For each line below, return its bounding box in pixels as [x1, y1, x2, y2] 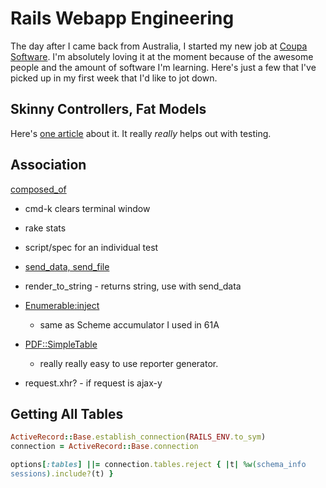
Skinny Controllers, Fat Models [10, 101, 207, 118]
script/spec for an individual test [24, 241, 159, 253]
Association [10, 157, 87, 174]
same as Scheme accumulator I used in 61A [39, 318, 220, 331]
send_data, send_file [24, 260, 110, 272]
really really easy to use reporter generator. [39, 357, 219, 369]
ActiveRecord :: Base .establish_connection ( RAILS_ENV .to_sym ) [10, 432, 267, 442]
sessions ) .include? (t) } [10, 469, 114, 479]
